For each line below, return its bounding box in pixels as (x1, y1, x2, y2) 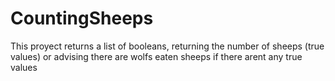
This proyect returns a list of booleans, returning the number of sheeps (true (10, 40, 325, 52)
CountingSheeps (10, 7, 154, 30)
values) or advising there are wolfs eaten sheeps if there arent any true (10, 50, 303, 62)
